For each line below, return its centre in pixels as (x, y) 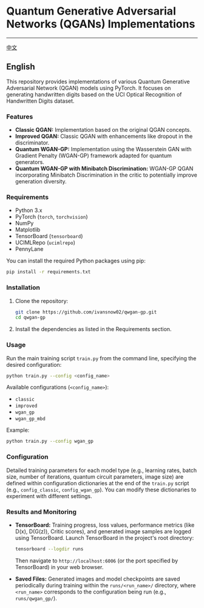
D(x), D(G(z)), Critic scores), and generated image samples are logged (103, 531)
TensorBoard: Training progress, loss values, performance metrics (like (105, 525)
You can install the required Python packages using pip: (76, 261)
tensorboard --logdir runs (49, 549)
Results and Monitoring (42, 511)
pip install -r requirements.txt (49, 272)
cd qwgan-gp (30, 318)
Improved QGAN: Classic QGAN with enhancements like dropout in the (104, 136)
